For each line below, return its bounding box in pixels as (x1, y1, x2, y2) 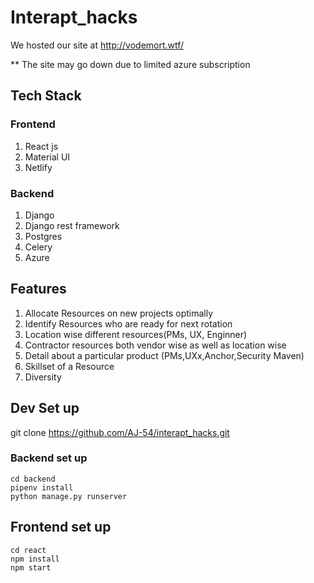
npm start (10, 562, 52, 573)
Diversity (24, 371, 62, 383)
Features (10, 281, 67, 298)
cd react (10, 545, 47, 555)
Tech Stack (10, 87, 82, 105)
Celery (24, 241, 53, 253)
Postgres (24, 230, 63, 242)
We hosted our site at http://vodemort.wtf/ (10, 39, 185, 51)
